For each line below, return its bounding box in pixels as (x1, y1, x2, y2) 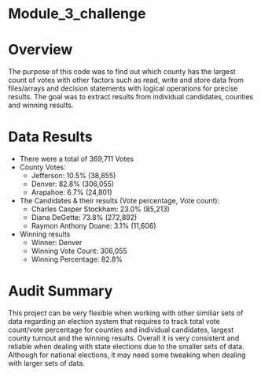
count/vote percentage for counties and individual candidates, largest (8, 325, 234, 334)
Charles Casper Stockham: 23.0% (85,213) (31, 204, 171, 214)
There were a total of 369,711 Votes (19, 154, 134, 164)
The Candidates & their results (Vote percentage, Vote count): (19, 196, 220, 206)
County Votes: (19, 162, 66, 172)
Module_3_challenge (8, 5, 146, 23)
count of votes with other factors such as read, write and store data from (8, 76, 244, 85)
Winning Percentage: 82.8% (31, 255, 123, 264)
